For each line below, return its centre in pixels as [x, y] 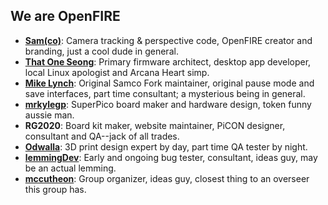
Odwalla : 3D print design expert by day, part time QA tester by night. [166, 146]
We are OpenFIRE [65, 16]
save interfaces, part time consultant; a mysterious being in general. [165, 93]
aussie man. [49, 115]
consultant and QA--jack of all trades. [102, 136]
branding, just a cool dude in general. [101, 51]
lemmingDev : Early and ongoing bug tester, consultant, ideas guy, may [171, 157]
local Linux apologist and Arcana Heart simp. [117, 72]
